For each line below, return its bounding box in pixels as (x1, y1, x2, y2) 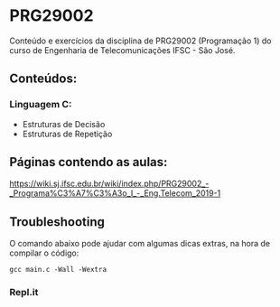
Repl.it (9, 286, 39, 299)
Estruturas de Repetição (22, 128, 113, 139)
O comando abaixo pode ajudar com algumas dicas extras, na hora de (9, 238, 271, 249)
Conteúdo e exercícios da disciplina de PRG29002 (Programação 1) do (9, 35, 272, 46)
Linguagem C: (9, 98, 72, 111)
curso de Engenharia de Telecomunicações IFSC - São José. (9, 44, 236, 55)
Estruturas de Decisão (22, 118, 106, 129)
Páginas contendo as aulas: (9, 154, 168, 170)
